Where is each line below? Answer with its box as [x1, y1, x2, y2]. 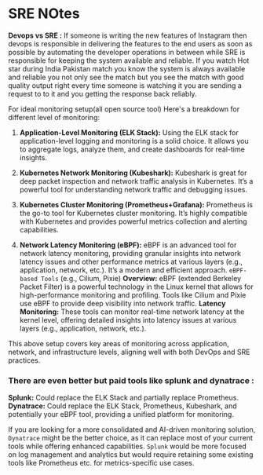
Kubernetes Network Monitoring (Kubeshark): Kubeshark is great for [19, 168, 247, 177]
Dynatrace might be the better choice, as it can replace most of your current [8, 433, 254, 443]
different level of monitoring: [8, 112, 100, 122]
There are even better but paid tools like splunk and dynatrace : [8, 375, 254, 385]
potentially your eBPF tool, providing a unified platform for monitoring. [8, 410, 234, 419]
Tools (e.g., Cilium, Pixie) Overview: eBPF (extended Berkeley [40, 273, 242, 283]
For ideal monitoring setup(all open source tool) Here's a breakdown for [8, 104, 240, 114]
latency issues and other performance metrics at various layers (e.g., [19, 257, 243, 266]
